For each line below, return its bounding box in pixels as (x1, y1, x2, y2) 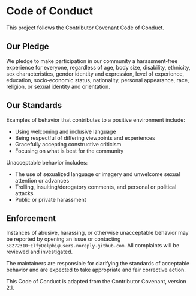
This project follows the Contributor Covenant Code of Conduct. (6, 24, 165, 31)
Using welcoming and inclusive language (14, 128, 116, 135)
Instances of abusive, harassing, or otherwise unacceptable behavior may (6, 229, 189, 237)
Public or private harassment (14, 196, 86, 203)
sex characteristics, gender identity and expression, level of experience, (6, 70, 185, 77)
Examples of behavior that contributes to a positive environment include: (6, 116, 186, 124)
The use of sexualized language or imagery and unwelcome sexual (14, 170, 180, 178)
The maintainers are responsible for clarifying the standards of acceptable (6, 260, 190, 267)
